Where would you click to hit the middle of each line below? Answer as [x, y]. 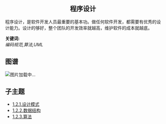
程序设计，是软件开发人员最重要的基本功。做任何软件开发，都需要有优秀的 [81, 22]
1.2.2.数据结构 [26, 111]
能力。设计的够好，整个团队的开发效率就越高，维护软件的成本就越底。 [81, 28]
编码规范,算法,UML [24, 44]
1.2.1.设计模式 [26, 104]
